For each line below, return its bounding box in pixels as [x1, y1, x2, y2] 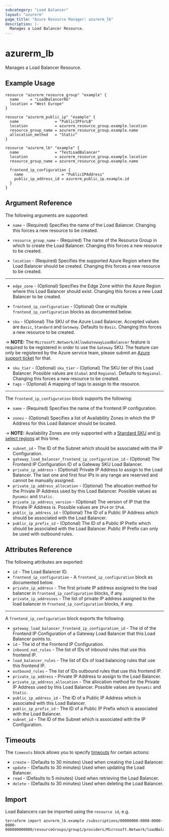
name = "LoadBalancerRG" [10, 97, 71, 102]
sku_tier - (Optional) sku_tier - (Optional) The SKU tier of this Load [12, 365, 154, 371]
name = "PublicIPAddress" [14, 172, 105, 177]
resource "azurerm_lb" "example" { [5, 145, 80, 150]
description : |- [5, 21, 39, 27]
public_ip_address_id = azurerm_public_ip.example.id [14, 176, 129, 182]
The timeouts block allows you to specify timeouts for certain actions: [5, 749, 150, 755]
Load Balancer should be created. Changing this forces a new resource [12, 263, 160, 269]
